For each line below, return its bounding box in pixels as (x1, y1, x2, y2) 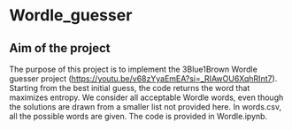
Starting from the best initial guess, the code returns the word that (9, 83, 250, 93)
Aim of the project (9, 41, 111, 56)
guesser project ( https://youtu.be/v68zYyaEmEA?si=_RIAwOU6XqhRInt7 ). (9, 73, 278, 84)
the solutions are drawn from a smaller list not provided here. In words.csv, (9, 102, 282, 111)
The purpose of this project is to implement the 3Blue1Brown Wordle (9, 64, 258, 74)
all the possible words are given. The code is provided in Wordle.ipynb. (9, 111, 268, 121)
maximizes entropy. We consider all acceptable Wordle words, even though (9, 92, 284, 103)
